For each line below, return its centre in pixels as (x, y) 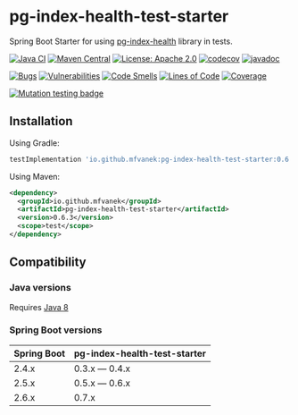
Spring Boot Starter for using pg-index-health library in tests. (121, 41)
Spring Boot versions (56, 330)
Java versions (40, 288)
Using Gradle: (34, 143)
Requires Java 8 (39, 307)
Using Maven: (35, 176)
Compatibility (48, 263)
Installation (41, 121)
